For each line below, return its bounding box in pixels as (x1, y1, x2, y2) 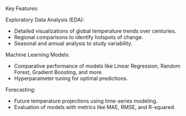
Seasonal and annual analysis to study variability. (13, 40, 133, 47)
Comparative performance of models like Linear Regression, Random (13, 62, 181, 69)
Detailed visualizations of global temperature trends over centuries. (13, 27, 177, 34)
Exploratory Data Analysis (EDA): (5, 16, 85, 23)
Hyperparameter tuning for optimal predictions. (13, 75, 128, 82)
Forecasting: (5, 86, 36, 93)
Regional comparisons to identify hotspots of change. (13, 34, 144, 40)
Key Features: (5, 5, 39, 12)
